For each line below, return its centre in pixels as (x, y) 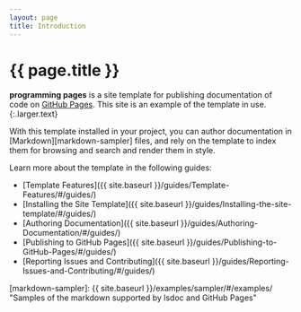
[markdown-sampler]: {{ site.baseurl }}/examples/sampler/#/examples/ (141, 289)
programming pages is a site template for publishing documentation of (141, 95)
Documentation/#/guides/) (71, 233)
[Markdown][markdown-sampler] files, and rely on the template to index (143, 141)
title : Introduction (48, 26)
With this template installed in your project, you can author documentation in (150, 132)
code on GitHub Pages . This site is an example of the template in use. (138, 105)
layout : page (34, 17)
